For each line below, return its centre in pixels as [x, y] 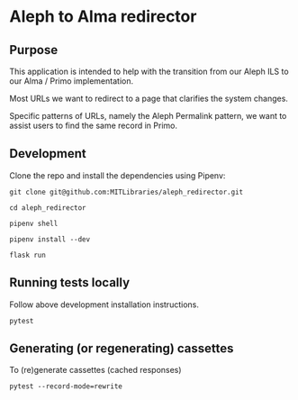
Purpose [34, 50]
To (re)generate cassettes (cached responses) [95, 370]
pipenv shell [34, 223]
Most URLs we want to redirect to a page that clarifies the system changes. [149, 98]
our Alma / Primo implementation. [71, 81]
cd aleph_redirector [48, 208]
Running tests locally [70, 282]
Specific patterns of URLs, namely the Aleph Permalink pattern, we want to [148, 116]
